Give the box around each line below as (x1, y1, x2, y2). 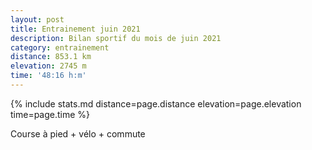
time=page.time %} (10, 108, 91, 120)
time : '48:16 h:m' (10, 71, 87, 81)
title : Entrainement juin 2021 (10, 24, 141, 34)
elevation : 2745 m (10, 61, 87, 71)
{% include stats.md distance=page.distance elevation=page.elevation (10, 97, 302, 110)
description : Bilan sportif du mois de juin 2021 (10, 33, 222, 43)
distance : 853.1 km (10, 52, 92, 62)
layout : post (10, 14, 65, 25)
